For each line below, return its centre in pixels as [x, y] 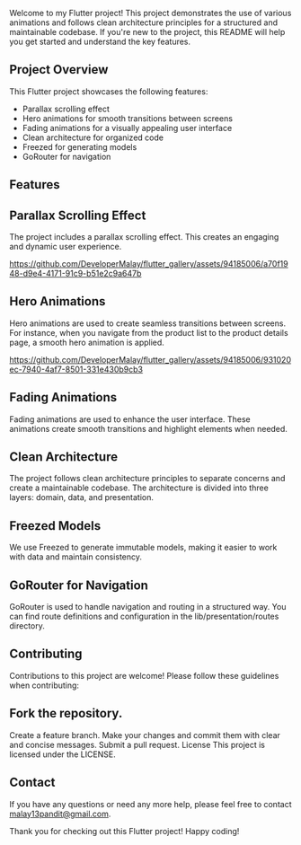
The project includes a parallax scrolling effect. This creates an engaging [144, 237]
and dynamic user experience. [66, 247]
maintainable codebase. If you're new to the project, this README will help [147, 32]
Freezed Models [55, 526]
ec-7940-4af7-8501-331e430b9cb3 [76, 369]
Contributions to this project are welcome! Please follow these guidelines [144, 675]
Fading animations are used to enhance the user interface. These [130, 419]
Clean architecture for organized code [93, 137]
